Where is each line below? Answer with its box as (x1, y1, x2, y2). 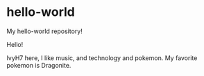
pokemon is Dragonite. (6, 61, 71, 69)
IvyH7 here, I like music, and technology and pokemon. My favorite (6, 53, 198, 62)
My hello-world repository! (6, 27, 83, 35)
